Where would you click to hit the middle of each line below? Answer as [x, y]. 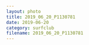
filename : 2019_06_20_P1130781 [45, 33]
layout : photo [24, 11]
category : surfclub [30, 28]
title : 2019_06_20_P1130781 [41, 17]
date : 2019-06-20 [28, 22]
